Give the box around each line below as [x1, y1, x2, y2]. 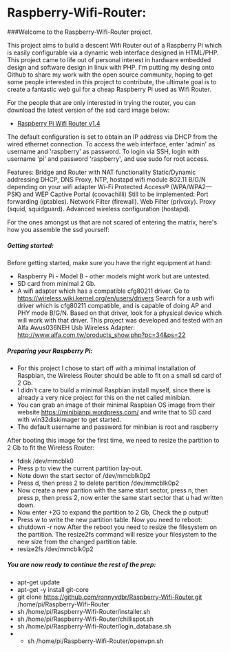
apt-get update [17, 578, 61, 586]
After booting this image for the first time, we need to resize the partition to [7, 436, 220, 444]
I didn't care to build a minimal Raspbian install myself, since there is [17, 385, 211, 394]
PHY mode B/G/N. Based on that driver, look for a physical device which [17, 309, 222, 317]
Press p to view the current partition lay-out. [17, 464, 143, 472]
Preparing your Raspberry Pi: [7, 347, 93, 355]
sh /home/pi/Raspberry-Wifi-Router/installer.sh [17, 607, 150, 615]
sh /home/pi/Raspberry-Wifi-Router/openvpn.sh [27, 637, 164, 645]
